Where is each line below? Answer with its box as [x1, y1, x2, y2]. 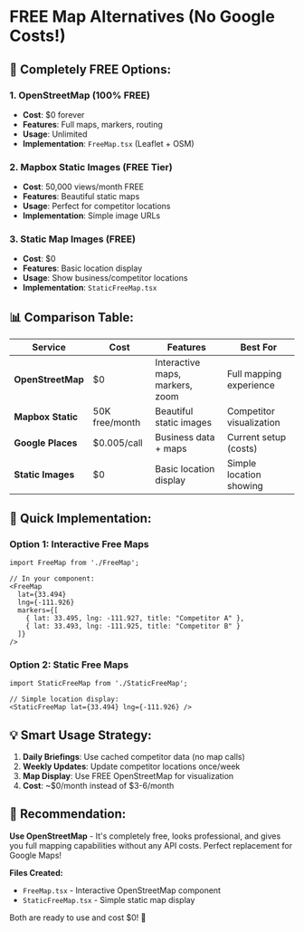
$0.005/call [92, 437, 143, 449]
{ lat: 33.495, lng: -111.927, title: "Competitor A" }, [25, 613, 245, 622]
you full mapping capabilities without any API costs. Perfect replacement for [9, 840, 292, 850]
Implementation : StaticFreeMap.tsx [22, 283, 157, 293]
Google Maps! [9, 850, 62, 860]
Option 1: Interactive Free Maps [9, 537, 149, 550]
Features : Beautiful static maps [22, 191, 140, 202]
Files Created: [9, 867, 63, 878]
